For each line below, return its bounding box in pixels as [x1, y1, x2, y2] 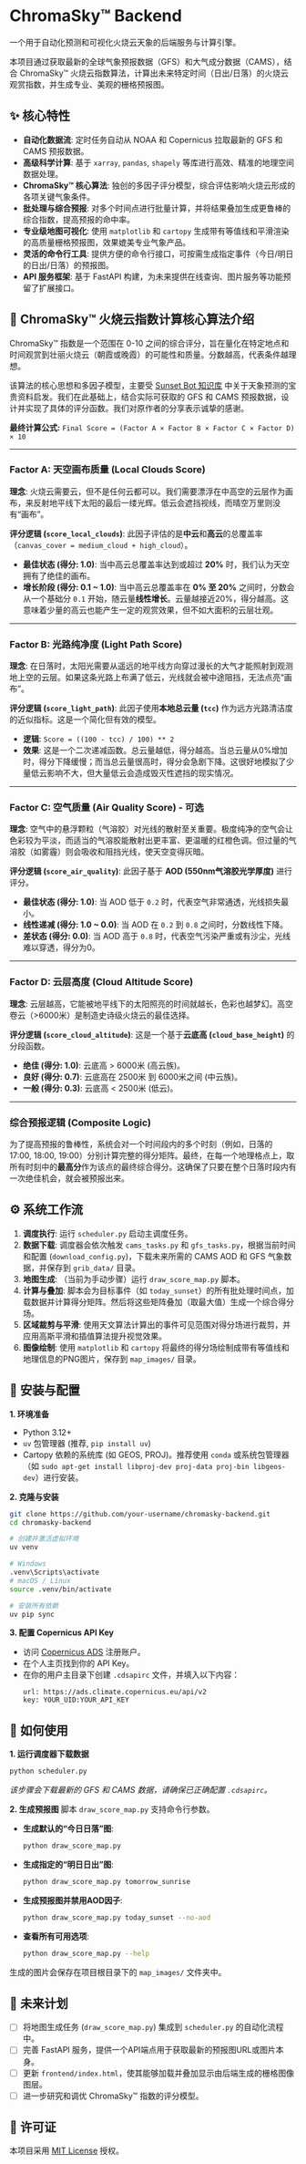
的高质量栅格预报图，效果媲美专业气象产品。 [22, 236, 191, 247]
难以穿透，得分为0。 [22, 942, 100, 953]
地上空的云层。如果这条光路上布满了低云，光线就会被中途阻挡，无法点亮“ [9, 672, 285, 683]
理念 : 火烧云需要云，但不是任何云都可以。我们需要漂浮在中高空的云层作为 [9, 485, 285, 497]
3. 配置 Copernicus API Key [9, 1627, 114, 1638]
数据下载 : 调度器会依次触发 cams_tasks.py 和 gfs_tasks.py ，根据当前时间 [22, 1239, 296, 1250]
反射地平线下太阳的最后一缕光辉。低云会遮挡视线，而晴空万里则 [33, 497, 273, 508]
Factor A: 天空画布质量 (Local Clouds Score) [9, 463, 207, 476]
